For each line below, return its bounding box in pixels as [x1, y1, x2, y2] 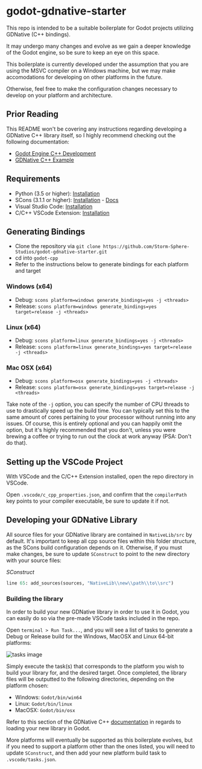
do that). [6, 439, 28, 447]
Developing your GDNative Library [6, 515, 137, 525]
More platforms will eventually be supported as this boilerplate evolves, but [6, 736, 193, 744]
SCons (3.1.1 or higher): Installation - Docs [14, 196, 119, 203]
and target [14, 267, 41, 275]
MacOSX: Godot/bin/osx [14, 707, 75, 714]
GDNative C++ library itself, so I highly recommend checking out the [6, 131, 176, 139]
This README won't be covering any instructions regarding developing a [6, 125, 187, 133]
